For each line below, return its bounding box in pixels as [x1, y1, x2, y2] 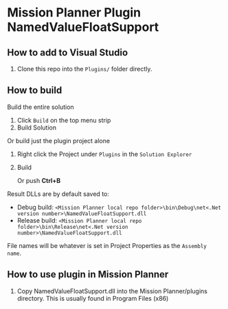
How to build [7, 84, 62, 97]
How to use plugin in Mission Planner [7, 269, 169, 280]
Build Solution [16, 123, 57, 132]
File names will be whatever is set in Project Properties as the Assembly [7, 241, 207, 249]
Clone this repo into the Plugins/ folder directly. [16, 65, 152, 73]
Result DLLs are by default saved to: [7, 190, 110, 198]
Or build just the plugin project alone [7, 136, 111, 145]
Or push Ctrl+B [16, 176, 61, 184]
